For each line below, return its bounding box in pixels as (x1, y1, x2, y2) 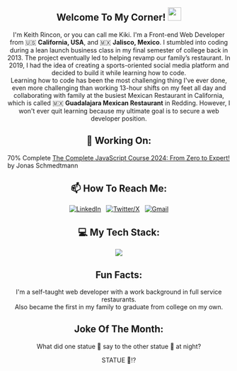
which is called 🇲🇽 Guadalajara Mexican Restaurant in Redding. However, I (7, 99, 231, 107)
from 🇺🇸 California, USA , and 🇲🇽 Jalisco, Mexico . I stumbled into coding (9, 38, 229, 46)
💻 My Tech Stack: (77, 226, 161, 238)
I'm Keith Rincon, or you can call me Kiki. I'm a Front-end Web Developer (13, 30, 225, 39)
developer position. (91, 114, 147, 123)
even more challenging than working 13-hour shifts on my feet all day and (11, 83, 226, 92)
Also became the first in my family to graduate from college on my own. (14, 303, 224, 311)
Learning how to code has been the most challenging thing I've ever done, (10, 76, 228, 84)
